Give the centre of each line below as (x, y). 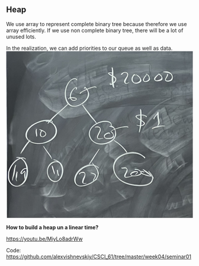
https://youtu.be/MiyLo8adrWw (44, 239)
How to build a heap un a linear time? (52, 227)
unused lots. (21, 36)
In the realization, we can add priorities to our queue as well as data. (89, 48)
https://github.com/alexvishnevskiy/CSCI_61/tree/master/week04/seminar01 (99, 257)
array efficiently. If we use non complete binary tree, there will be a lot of (95, 30)
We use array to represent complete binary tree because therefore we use (97, 24)
